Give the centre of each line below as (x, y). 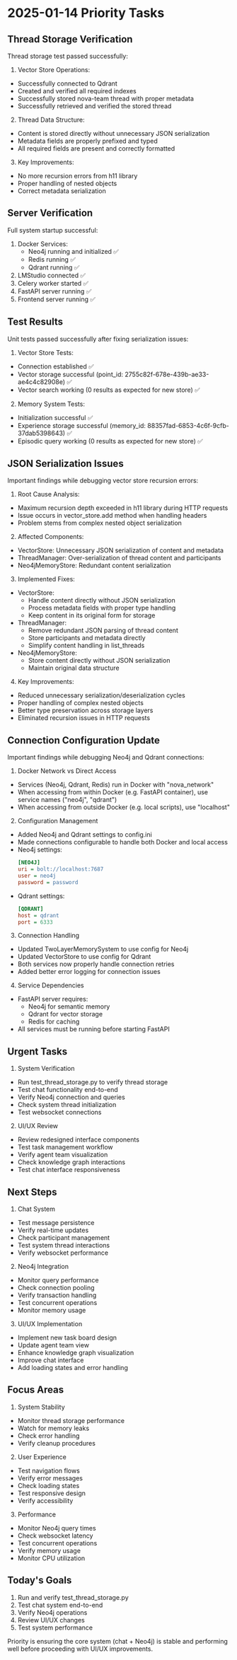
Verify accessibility (45, 1500)
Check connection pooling (56, 1288)
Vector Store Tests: (46, 352)
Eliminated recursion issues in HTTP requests (84, 718)
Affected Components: (51, 537)
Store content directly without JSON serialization (99, 661)
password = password (48, 882)
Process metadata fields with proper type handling (102, 608)
